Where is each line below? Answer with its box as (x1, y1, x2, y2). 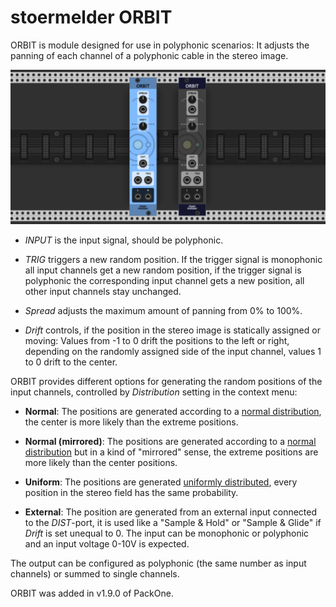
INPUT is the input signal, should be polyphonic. (24, 234, 224, 246)
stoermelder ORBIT (10, 6, 173, 29)
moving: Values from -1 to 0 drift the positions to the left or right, (24, 335, 290, 347)
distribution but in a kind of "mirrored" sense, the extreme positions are (24, 446, 319, 458)
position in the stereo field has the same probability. (24, 487, 239, 499)
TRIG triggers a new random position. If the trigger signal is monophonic (24, 254, 323, 266)
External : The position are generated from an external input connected (24, 506, 318, 518)
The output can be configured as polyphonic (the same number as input (10, 557, 307, 570)
